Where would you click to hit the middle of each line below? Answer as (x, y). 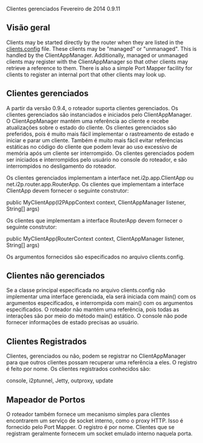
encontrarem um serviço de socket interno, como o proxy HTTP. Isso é (95, 421)
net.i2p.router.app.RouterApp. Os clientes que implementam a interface (95, 184)
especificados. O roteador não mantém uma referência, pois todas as (93, 310)
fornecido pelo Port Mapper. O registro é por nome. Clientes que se (90, 427)
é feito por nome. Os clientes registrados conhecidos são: (78, 369)
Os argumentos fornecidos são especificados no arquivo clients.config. (95, 257)
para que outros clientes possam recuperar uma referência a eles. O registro (102, 363)
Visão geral (28, 28)
